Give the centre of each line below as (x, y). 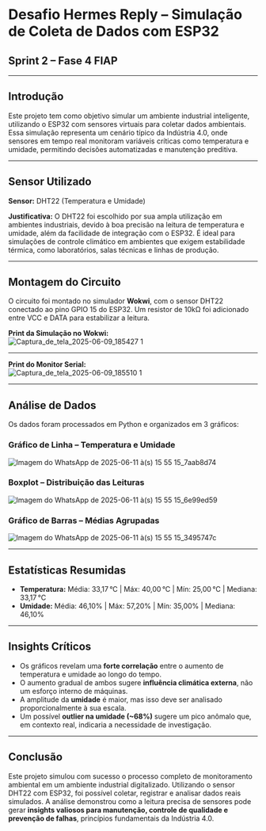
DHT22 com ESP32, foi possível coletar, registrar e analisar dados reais (125, 793)
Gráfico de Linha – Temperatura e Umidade (92, 445)
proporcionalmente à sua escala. (73, 707)
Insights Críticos (50, 647)
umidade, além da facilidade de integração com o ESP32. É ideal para (122, 233)
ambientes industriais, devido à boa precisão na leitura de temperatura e (126, 224)
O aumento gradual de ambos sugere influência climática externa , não (136, 682)
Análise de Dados (52, 405)
